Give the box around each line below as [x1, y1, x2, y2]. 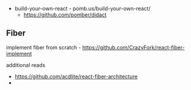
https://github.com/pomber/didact [23, 11, 107, 18]
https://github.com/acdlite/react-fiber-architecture [14, 73, 138, 80]
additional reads [6, 61, 46, 68]
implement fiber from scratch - [6, 44, 81, 51]
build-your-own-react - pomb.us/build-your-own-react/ [14, 5, 151, 12]
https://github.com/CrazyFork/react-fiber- [82, 44, 185, 51]
